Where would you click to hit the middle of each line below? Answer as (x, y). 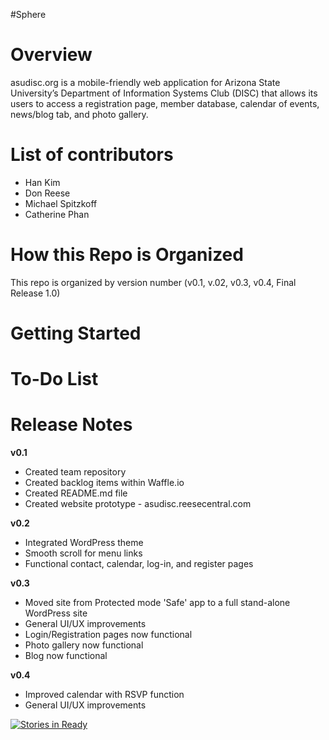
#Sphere (28, 14)
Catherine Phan (57, 214)
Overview (51, 55)
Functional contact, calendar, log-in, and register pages (139, 564)
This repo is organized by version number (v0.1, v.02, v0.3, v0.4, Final (153, 282)
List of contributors (92, 155)
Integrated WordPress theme (84, 543)
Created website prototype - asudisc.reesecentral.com (138, 504)
